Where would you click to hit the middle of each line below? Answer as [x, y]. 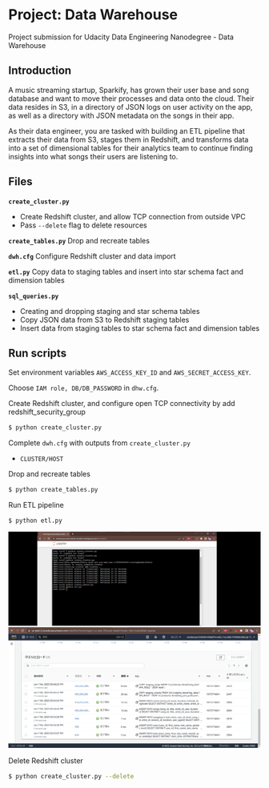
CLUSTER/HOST [42, 459]
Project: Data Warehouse [93, 15]
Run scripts [37, 353]
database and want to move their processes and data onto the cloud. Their [131, 98]
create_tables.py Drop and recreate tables [79, 240]
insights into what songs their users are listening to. [93, 156]
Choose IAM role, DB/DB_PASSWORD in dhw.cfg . [84, 388]
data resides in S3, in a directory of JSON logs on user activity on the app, [130, 107]
